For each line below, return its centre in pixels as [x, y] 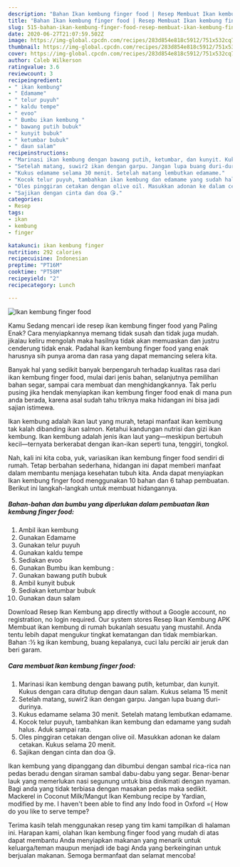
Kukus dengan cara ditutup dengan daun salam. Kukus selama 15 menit [123, 691]
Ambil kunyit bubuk [47, 583]
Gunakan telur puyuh [49, 545]
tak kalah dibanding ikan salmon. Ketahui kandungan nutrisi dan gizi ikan [115, 429]
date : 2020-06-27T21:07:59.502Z [56, 34]
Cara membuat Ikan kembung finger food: [72, 666]
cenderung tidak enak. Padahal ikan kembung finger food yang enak [109, 348]
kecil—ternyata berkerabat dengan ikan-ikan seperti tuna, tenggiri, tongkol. [118, 444]
